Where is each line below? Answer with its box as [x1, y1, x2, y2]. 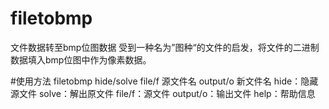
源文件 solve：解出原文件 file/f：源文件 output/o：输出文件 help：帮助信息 [10, 87, 316, 99]
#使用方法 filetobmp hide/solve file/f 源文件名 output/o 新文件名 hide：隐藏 [10, 75, 319, 87]
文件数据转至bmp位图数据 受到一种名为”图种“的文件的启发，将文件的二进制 [10, 41, 320, 53]
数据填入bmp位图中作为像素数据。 [10, 53, 152, 66]
